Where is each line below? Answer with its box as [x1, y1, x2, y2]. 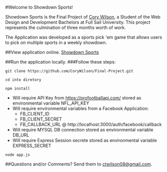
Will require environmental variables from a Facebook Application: [12, 105, 149, 111]
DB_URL [12, 132, 30, 138]
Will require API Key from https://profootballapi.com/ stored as [12, 95, 141, 100]
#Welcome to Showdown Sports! [5, 4, 73, 10]
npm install [5, 86, 30, 91]
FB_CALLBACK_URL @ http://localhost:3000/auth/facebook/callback [20, 121, 162, 127]
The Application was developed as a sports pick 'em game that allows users [5, 34, 162, 40]
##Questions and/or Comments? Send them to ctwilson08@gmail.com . [5, 161, 152, 167]
